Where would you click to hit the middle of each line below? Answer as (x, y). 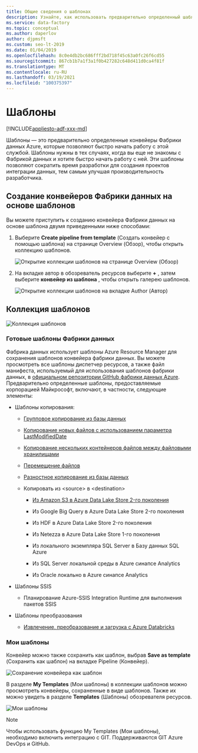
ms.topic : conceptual (33, 28)
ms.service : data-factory (38, 22)
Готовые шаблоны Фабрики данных (60, 339)
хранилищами (41, 454)
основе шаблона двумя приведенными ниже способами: (78, 226)
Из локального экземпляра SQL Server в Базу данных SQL (106, 546)
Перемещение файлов (52, 465)
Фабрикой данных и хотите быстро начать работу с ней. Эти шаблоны (95, 159)
